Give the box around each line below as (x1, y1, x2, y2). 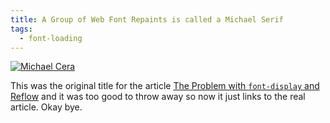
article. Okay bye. (10, 101, 83, 113)
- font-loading (19, 33, 83, 43)
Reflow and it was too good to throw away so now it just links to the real (10, 91, 306, 103)
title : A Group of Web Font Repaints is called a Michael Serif (10, 14, 284, 25)
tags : (10, 24, 33, 34)
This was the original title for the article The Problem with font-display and (10, 80, 320, 92)
